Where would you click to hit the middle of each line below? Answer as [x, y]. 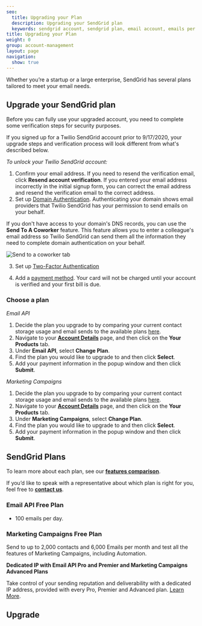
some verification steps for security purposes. [64, 126]
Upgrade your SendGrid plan [61, 105]
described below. [28, 150]
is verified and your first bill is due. [58, 285]
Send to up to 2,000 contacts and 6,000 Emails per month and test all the [97, 547]
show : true [25, 62]
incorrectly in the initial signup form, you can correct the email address [103, 186]
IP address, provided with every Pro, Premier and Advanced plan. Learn [95, 590]
